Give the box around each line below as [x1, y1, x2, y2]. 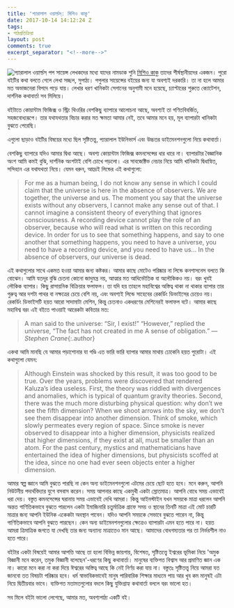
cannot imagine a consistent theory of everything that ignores [24, 208, 202, 217]
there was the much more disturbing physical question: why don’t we [24, 398, 223, 407]
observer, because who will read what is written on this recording [24, 223, 212, 231]
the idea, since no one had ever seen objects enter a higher [24, 458, 196, 467]
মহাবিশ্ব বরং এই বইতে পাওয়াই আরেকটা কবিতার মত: [7, 305, 109, 313]
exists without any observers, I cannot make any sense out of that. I [24, 201, 219, 209]
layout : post [7, 36, 45, 43]
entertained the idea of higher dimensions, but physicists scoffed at [24, 451, 219, 459]
